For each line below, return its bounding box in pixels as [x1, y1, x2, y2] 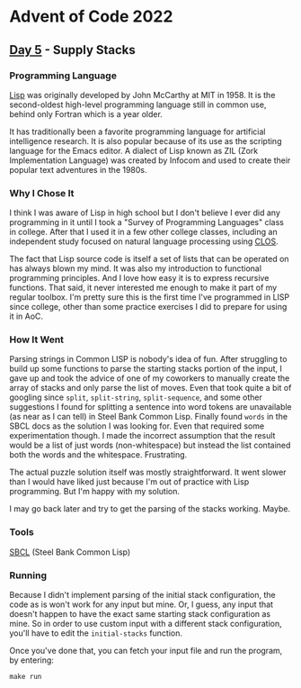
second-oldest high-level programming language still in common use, [9, 99, 267, 110]
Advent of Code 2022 [9, 6, 173, 27]
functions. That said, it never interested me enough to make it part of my [9, 282, 278, 294]
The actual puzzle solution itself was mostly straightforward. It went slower [9, 466, 287, 478]
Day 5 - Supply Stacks [9, 42, 137, 58]
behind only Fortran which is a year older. [9, 108, 164, 119]
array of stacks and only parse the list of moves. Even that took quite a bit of [9, 383, 292, 394]
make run [9, 673, 42, 682]
